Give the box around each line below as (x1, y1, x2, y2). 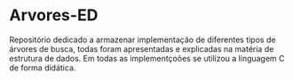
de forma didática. (9, 62, 76, 73)
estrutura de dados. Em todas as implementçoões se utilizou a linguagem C (9, 53, 286, 63)
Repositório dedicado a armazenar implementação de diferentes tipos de (9, 34, 276, 45)
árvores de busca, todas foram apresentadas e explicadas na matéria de (9, 43, 274, 54)
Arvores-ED (9, 5, 99, 25)
